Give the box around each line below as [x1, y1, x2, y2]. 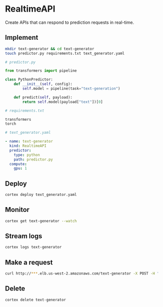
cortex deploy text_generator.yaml [5, 193, 77, 197]
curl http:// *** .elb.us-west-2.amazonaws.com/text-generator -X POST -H [5, 271, 155, 276]
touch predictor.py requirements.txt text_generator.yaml [5, 51, 125, 56]
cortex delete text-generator [5, 297, 66, 302]
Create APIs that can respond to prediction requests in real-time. [5, 19, 134, 25]
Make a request [5, 258, 53, 266]
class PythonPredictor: [5, 77, 53, 82]
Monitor [5, 206, 30, 214]
